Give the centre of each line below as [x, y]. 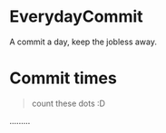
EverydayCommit [76, 17]
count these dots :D [68, 103]
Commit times [63, 78]
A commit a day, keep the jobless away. [83, 42]
